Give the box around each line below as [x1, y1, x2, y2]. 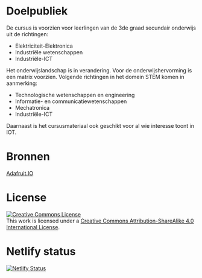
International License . [6, 223, 60, 230]
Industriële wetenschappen [14, 48, 83, 55]
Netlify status [6, 245, 76, 258]
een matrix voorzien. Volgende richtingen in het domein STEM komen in [6, 73, 185, 80]
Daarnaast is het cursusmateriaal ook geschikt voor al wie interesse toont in [6, 122, 195, 129]
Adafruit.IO [6, 169, 34, 177]
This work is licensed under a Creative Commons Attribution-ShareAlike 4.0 [6, 217, 194, 224]
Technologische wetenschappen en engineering [14, 91, 135, 98]
